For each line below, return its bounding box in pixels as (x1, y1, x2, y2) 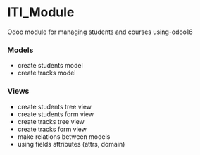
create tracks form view (17, 125, 87, 133)
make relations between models (17, 132, 111, 141)
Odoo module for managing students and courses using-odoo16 (7, 27, 193, 36)
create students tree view (17, 102, 92, 111)
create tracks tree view (17, 117, 85, 125)
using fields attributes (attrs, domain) (17, 139, 125, 148)
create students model (17, 61, 83, 70)
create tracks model (17, 68, 76, 77)
